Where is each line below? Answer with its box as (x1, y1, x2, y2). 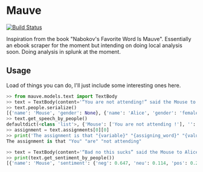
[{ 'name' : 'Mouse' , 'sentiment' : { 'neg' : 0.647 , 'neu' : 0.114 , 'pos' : (6, 161, 188, 167)
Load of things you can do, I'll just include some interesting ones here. (6, 81, 181, 89)
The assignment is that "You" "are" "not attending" (6, 138, 142, 144)
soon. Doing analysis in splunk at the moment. (6, 48, 121, 55)
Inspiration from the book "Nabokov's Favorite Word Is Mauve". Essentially (6, 35, 192, 42)
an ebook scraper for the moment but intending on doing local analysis (6, 42, 182, 49)
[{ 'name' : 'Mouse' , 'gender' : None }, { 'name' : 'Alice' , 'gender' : (6, 110, 177, 116)
